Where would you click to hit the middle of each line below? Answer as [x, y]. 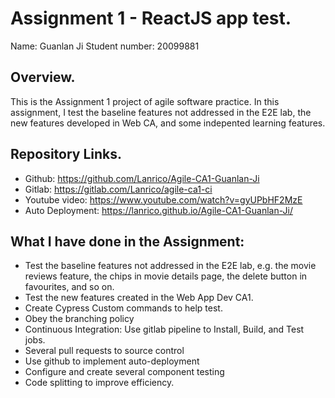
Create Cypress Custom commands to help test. [123, 308]
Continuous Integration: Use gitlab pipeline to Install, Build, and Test [164, 329]
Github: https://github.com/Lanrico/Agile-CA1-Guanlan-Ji [142, 178]
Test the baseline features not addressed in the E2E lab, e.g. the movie [170, 266]
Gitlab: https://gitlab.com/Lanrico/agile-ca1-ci [118, 189]
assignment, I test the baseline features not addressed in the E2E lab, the [161, 112]
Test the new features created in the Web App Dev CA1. [139, 298]
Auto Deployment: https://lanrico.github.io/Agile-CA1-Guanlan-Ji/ [158, 210]
